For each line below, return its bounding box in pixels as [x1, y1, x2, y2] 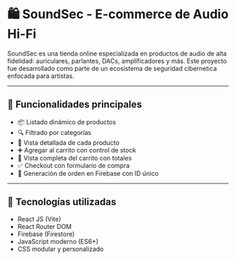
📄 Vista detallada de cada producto [17, 138, 119, 147]
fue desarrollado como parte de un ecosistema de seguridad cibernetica [7, 64, 217, 72]
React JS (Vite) [17, 214, 62, 223]
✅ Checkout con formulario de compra [17, 161, 130, 169]
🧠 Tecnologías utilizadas [7, 196, 117, 208]
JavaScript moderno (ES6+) [17, 237, 99, 245]
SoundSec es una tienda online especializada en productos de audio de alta [7, 49, 227, 58]
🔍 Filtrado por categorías [17, 128, 91, 136]
